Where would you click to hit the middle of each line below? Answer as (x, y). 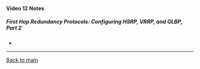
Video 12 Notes (25, 8)
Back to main (22, 60)
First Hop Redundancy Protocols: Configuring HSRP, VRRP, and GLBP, (94, 22)
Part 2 (14, 28)
